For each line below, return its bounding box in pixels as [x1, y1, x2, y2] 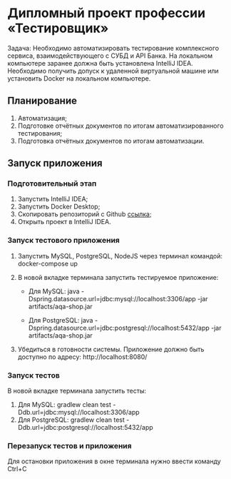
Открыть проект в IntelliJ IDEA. [17, 218, 112, 226]
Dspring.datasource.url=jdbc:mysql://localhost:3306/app [28, 294, 196, 303]
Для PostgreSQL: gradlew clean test [17, 415, 125, 424]
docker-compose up [17, 259, 78, 268]
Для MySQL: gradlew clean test [17, 400, 112, 409]
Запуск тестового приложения [7, 236, 120, 246]
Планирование [7, 95, 77, 107]
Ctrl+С [7, 465, 27, 473]
